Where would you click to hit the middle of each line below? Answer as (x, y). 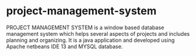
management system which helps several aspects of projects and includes (98, 33)
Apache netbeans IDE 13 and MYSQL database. (65, 46)
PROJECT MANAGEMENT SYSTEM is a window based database (85, 27)
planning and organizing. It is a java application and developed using (91, 40)
